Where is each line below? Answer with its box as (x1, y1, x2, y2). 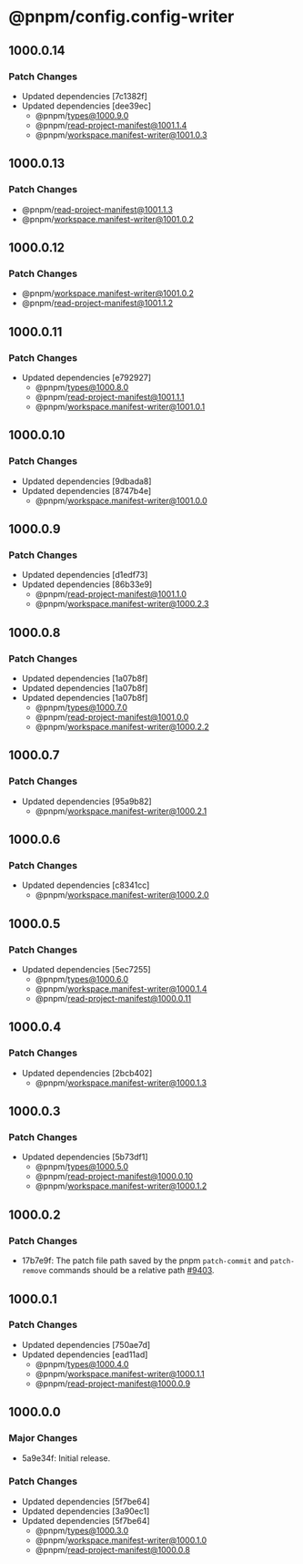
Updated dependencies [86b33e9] (21, 579, 153, 590)
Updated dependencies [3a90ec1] (21, 1506, 150, 1517)
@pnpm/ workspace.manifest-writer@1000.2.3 (35, 599, 209, 610)
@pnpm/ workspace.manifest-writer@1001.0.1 (35, 401, 206, 412)
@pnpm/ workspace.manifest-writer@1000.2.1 (35, 805, 207, 817)
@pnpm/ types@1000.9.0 (35, 109, 129, 120)
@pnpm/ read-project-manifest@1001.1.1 (35, 391, 185, 402)
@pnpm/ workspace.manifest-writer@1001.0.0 (35, 495, 207, 506)
